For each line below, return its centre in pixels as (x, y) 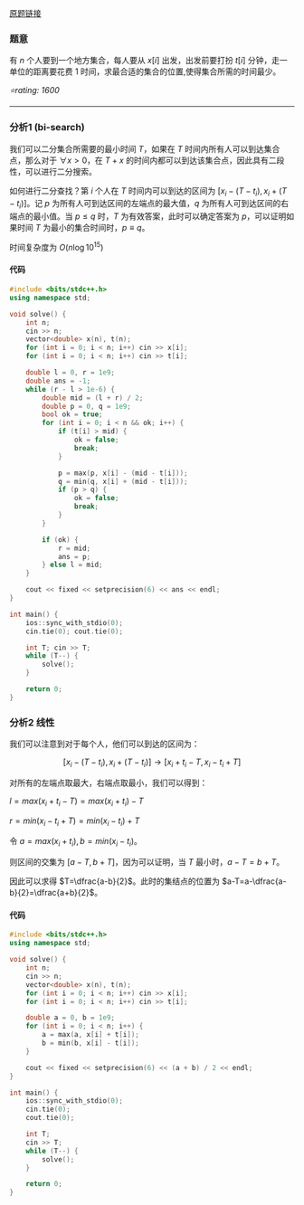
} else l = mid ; (72, 565)
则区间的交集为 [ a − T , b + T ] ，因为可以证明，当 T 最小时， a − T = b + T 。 (147, 862)
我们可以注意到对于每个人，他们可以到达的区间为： (104, 744)
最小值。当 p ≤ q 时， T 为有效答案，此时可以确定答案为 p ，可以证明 (160, 216)
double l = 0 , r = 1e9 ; (71, 373)
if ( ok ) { (60, 540)
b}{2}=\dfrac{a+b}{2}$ (52, 893)
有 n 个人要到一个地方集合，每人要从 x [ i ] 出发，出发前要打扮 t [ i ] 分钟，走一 (148, 61)
